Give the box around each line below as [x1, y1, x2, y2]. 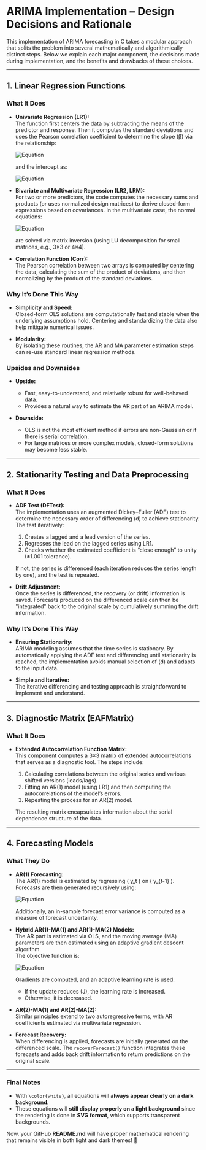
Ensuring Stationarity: [15, 638, 73, 646]
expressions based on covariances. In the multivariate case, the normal [15, 206, 196, 214]
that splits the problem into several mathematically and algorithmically [6, 44, 183, 52]
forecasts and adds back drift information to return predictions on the [15, 1051, 191, 1058]
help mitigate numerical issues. [15, 323, 94, 331]
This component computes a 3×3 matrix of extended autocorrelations [15, 752, 192, 759]
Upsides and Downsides [6, 363, 80, 372]
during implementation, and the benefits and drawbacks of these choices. [6, 57, 193, 64]
